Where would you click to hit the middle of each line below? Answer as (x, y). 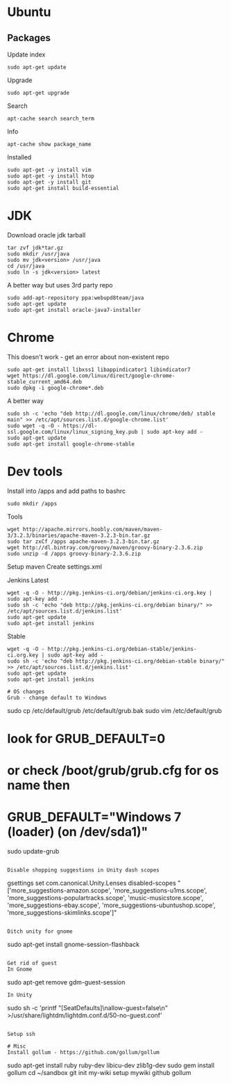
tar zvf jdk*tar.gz (35, 248)
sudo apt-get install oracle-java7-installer (74, 310)
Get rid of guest (32, 964)
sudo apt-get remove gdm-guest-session (66, 982)
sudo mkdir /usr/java (38, 254)
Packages (29, 38)
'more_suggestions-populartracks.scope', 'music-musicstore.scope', (105, 898)
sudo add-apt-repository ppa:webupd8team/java (76, 298)
